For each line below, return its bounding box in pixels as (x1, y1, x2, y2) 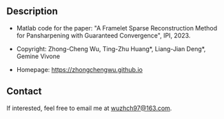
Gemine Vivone (16, 52, 60, 60)
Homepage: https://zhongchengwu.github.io (16, 65, 143, 73)
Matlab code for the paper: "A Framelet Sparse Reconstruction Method (16, 24, 218, 32)
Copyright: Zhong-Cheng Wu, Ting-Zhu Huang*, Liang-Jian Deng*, (16, 44, 206, 53)
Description (6, 6, 58, 17)
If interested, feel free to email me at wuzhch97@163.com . (6, 104, 172, 112)
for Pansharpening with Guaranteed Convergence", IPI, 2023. (16, 31, 191, 39)
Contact (6, 86, 42, 98)
